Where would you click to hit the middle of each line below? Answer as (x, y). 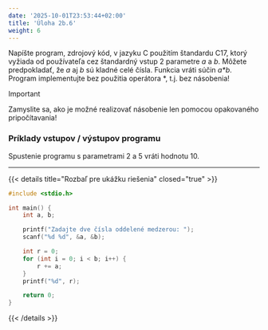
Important (24, 94)
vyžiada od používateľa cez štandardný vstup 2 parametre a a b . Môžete (128, 61)
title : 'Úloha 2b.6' (43, 23)
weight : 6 (25, 30)
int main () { (30, 208)
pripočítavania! (33, 118)
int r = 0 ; (41, 252)
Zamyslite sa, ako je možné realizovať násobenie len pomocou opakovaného (134, 109)
